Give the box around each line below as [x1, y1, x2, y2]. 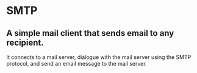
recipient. [6, 37, 44, 47]
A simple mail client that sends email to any [6, 28, 174, 38]
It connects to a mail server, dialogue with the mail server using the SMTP [6, 54, 192, 61]
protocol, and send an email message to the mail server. [6, 60, 148, 67]
